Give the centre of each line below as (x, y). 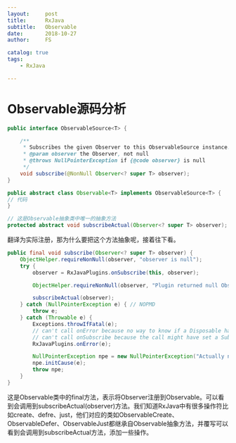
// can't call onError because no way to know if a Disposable (127, 331)
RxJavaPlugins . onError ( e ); (72, 344)
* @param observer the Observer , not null (86, 154)
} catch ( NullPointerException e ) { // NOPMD (88, 305)
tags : (15, 60)
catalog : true (28, 53)
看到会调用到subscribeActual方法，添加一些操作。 (80, 432)
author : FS (29, 40)
